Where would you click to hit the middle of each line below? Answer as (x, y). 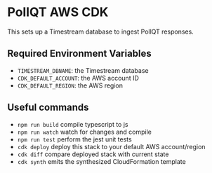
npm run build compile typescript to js (73, 124)
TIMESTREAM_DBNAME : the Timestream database (83, 70)
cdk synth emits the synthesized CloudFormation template (101, 161)
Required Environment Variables (80, 54)
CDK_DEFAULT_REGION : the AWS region (70, 85)
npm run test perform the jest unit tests (74, 139)
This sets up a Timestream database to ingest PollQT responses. (101, 32)
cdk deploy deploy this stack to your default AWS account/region (111, 146)
